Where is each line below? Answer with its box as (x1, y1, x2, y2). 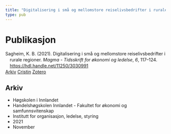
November (12, 124, 35, 130)
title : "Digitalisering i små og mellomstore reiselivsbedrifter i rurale (5, 7, 167, 13)
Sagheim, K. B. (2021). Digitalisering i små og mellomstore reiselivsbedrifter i (5, 51, 165, 57)
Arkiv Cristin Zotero (5, 69, 46, 75)
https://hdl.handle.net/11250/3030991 (10, 63, 89, 69)
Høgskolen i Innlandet (12, 97, 59, 103)
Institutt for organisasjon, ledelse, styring (12, 113, 99, 119)
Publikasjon (5, 34, 56, 46)
